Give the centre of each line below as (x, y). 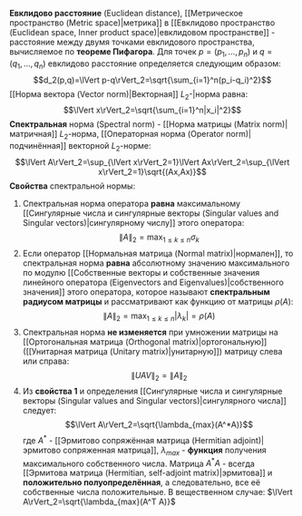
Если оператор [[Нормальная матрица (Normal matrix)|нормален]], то (158, 253)
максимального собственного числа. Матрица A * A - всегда (139, 462)
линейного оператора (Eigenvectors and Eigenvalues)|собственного (153, 282)
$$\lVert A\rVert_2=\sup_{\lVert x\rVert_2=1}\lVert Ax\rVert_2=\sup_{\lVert (152, 161)
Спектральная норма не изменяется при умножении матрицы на (150, 332)
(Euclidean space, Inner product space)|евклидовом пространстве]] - (142, 32)
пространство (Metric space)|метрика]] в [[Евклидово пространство (142, 23)
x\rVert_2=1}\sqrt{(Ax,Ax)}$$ (152, 171)
